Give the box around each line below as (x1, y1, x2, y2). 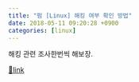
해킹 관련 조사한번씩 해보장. (8, 49, 94, 59)
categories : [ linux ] (8, 26, 77, 34)
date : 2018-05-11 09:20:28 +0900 (8, 19, 119, 27)
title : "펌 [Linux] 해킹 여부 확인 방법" (8, 11, 133, 20)
